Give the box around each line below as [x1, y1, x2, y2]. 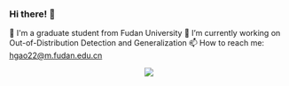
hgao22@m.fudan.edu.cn [9, 50, 103, 61]
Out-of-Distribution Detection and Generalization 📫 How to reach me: [9, 38, 264, 48]
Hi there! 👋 [9, 8, 56, 20]
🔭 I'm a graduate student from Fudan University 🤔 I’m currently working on [9, 28, 281, 39]
